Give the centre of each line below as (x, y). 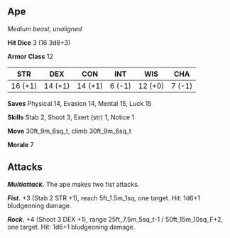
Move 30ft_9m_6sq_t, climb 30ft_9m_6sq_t (69, 131)
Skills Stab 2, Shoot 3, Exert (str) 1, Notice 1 (71, 117)
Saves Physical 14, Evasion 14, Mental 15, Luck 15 (80, 103)
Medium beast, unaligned (45, 28)
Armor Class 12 (30, 56)
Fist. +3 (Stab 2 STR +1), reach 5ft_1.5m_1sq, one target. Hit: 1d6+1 (104, 198)
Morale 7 (21, 144)
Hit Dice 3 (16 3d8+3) (39, 43)
